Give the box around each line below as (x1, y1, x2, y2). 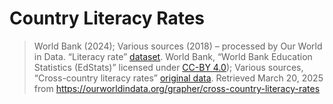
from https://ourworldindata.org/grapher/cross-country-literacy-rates (33, 82, 321, 94)
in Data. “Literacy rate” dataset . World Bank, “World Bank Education (33, 50, 313, 62)
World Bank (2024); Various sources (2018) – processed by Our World (33, 40, 323, 52)
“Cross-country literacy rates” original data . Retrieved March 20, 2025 (33, 72, 324, 84)
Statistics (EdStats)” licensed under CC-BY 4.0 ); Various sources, (33, 61, 304, 73)
